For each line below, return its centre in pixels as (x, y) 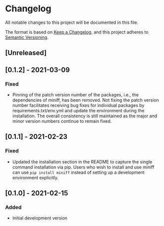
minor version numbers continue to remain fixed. (62, 121)
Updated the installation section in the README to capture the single (82, 161)
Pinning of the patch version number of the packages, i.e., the (76, 95)
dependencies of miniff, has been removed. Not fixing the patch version (86, 100)
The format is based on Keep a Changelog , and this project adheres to (77, 32)
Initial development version (40, 218)
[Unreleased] (26, 53)
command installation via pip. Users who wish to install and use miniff (83, 167)
